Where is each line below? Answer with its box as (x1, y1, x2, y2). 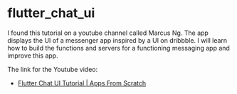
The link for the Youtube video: (7, 65, 98, 73)
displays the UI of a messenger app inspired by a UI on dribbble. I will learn (7, 36, 228, 44)
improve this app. (7, 51, 58, 60)
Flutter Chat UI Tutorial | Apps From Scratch (17, 78, 147, 87)
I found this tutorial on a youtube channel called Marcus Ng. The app (7, 28, 209, 37)
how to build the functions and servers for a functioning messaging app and (7, 43, 230, 52)
